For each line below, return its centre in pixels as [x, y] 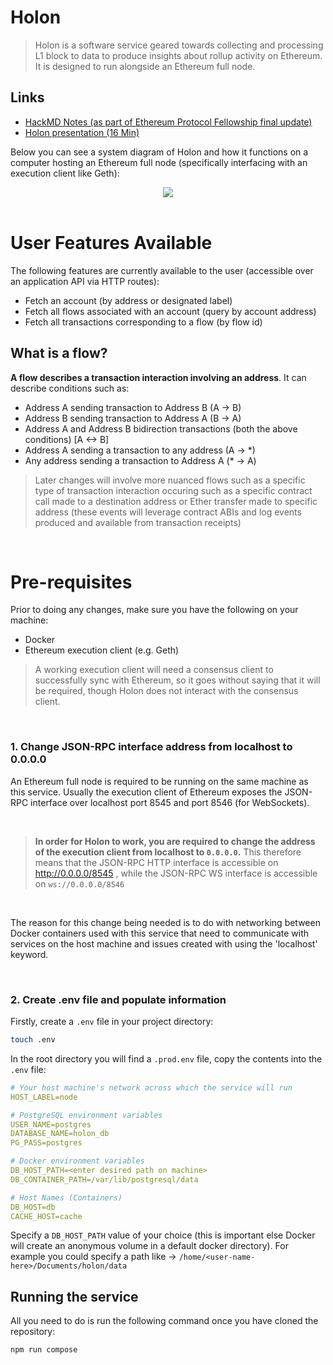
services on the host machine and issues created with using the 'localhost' [164, 943]
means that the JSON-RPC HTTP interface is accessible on [156, 862]
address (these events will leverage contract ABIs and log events [168, 512]
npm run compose [44, 1350]
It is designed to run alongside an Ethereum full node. [145, 66]
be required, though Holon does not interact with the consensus [166, 691]
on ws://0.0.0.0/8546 [79, 883]
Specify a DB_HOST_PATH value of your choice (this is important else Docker [163, 1235]
